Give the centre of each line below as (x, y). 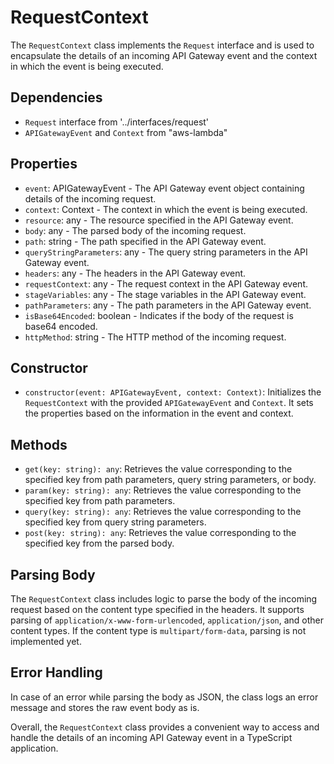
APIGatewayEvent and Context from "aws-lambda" (126, 132)
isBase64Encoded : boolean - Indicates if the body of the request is (159, 315)
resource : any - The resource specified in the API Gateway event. (159, 220)
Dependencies (56, 97)
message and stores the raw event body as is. (105, 707)
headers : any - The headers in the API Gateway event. (135, 273)
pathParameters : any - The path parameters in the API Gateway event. (168, 305)
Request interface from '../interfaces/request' (117, 122)
